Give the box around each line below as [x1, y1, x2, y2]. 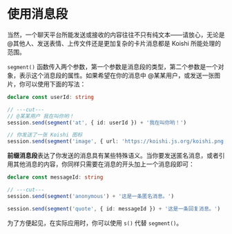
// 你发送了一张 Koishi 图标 [7, 132, 83, 138]
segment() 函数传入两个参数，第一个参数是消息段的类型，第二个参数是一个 [7, 62, 219, 71]
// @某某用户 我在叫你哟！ [7, 112, 75, 120]
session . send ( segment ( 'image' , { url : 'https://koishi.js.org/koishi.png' [7, 138, 227, 145]
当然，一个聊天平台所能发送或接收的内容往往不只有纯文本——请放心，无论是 [7, 30, 225, 39]
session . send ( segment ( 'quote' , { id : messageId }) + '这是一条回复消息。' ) [7, 205, 221, 212]
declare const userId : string [7, 93, 95, 100]
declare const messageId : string [7, 174, 104, 181]
